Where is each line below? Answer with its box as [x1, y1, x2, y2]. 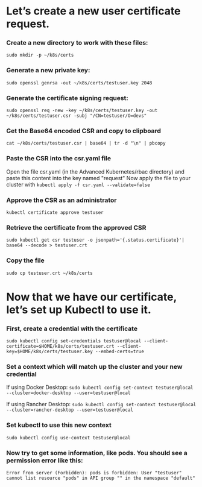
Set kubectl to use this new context [6, 421, 112, 429]
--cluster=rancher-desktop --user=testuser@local [6, 407, 134, 413]
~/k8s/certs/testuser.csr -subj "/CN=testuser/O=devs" [6, 113, 147, 119]
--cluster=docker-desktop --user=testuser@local [6, 390, 131, 396]
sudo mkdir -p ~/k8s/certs [6, 52, 74, 58]
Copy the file [6, 256, 45, 265]
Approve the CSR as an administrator [6, 196, 117, 204]
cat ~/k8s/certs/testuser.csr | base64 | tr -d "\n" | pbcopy [6, 140, 166, 146]
